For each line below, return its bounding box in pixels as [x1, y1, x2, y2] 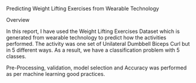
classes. [6, 53, 27, 59]
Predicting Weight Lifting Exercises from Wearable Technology [6, 5, 159, 12]
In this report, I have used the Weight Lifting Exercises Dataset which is [6, 28, 180, 35]
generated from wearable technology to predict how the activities [6, 34, 166, 41]
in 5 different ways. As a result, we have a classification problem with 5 [6, 47, 180, 54]
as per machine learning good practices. [6, 71, 105, 77]
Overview [6, 16, 30, 23]
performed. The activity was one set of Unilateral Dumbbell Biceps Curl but [6, 41, 190, 47]
